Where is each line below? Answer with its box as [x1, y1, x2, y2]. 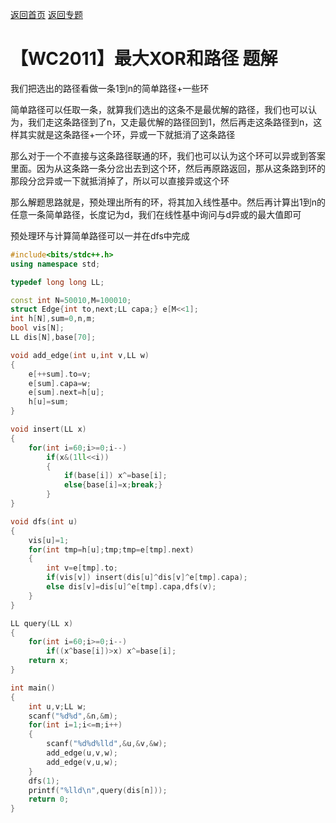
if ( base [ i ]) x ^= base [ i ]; [63, 471, 168, 481]
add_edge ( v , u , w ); [46, 757, 118, 767]
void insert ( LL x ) [10, 424, 87, 435]
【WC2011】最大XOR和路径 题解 [10, 48, 278, 70]
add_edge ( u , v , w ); [46, 748, 118, 758]
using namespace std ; [10, 259, 101, 269]
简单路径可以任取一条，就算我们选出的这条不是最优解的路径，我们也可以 [10, 103, 308, 115]
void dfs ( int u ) [10, 516, 78, 527]
